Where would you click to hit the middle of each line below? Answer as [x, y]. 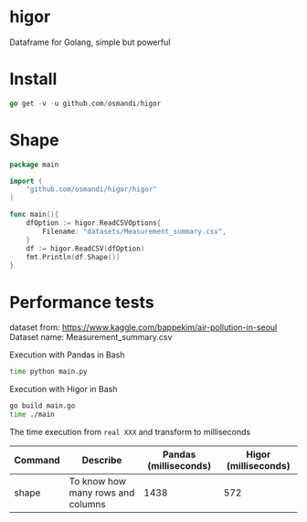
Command [37, 460]
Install [33, 79]
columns [88, 504]
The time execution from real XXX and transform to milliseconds [130, 431]
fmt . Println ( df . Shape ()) [73, 257]
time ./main [32, 414]
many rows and [102, 493]
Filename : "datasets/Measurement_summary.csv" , [134, 231]
